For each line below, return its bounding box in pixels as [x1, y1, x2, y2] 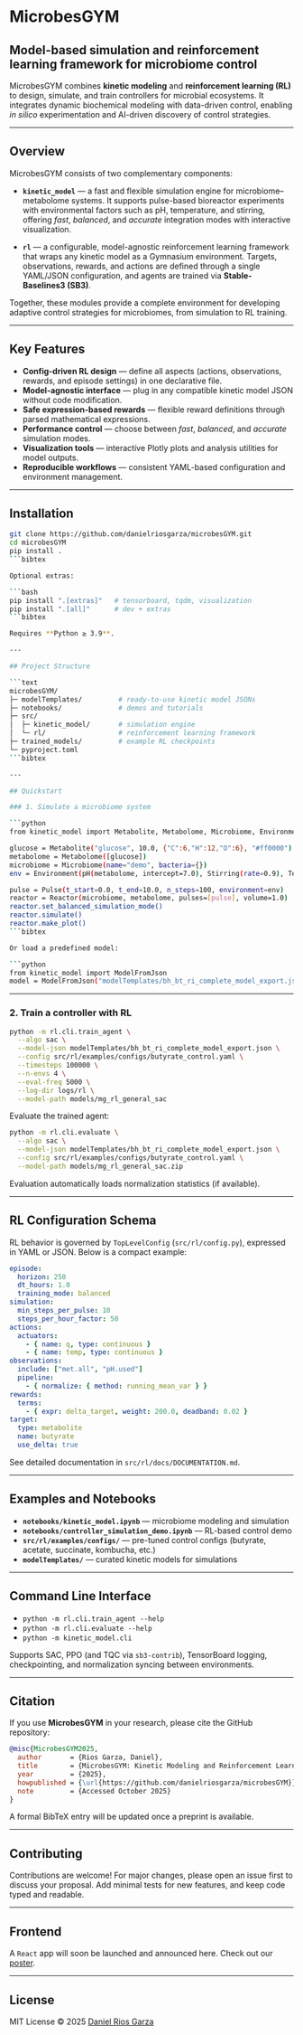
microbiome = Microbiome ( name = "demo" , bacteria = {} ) [9, 861, 207, 870]
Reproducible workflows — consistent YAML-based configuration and [22, 461, 286, 472]
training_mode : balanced [17, 1289, 111, 1298]
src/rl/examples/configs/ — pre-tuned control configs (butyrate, [22, 1534, 267, 1545]
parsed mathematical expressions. [22, 413, 151, 424]
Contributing [9, 1846, 83, 1861]
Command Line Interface [9, 1588, 151, 1604]
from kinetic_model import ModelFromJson [9, 968, 168, 977]
